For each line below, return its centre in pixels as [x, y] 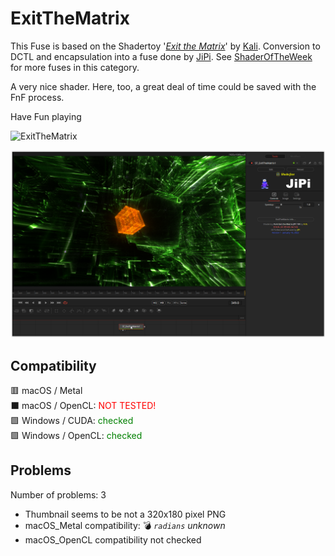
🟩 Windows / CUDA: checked [72, 420]
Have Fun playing [46, 116]
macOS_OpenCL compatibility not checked [113, 539]
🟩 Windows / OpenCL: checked [76, 435]
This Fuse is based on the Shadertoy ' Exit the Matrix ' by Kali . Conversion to [165, 46]
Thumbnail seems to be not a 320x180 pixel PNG [125, 514]
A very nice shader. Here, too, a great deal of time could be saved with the [163, 86]
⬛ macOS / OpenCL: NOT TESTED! [83, 405]
